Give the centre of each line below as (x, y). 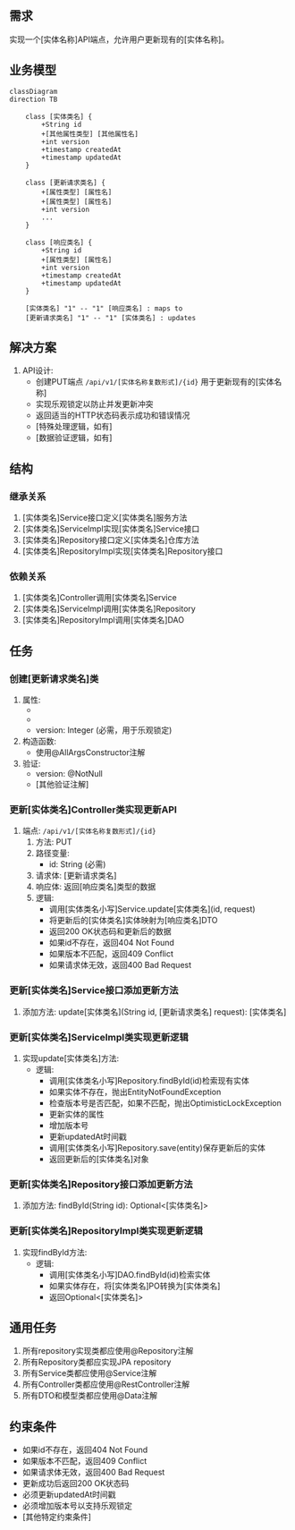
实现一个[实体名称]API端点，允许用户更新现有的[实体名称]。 (119, 39)
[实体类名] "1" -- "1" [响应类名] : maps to (104, 308)
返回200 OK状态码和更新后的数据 (110, 931)
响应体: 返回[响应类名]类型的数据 (96, 887)
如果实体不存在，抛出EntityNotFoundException (135, 1092)
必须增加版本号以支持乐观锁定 (77, 1506)
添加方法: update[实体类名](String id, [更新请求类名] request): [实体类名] (154, 1011)
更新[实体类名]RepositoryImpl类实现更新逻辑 (106, 1231)
